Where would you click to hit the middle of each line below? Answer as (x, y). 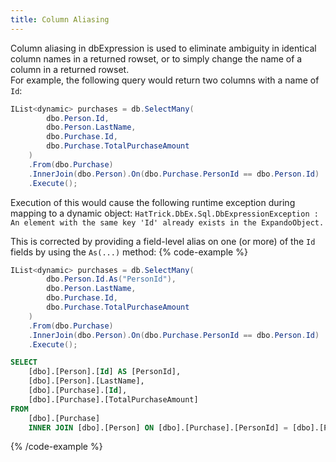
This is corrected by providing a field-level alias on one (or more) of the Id (163, 241)
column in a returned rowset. (70, 69)
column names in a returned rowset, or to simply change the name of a (156, 58)
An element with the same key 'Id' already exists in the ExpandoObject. (167, 222)
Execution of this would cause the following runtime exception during (153, 202)
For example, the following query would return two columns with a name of (165, 80)
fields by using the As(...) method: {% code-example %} (129, 252)
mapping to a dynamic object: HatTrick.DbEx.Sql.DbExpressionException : (164, 213)
